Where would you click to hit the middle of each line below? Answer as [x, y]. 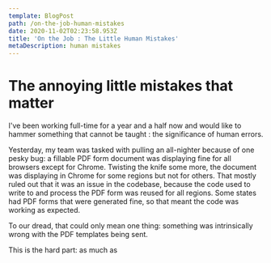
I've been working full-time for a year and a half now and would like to [125, 125]
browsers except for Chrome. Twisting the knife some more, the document [133, 168]
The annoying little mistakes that [121, 86]
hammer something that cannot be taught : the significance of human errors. [136, 134]
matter [31, 103]
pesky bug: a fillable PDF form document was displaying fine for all [120, 159]
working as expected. [44, 210]
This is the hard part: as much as [63, 250]
